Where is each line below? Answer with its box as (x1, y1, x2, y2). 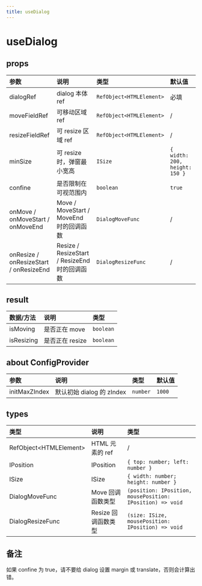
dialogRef (9, 93, 37, 101)
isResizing (9, 336, 38, 344)
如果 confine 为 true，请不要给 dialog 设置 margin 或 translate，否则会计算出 (6, 566, 195, 573)
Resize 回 (91, 508, 118, 517)
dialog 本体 (57, 89, 88, 97)
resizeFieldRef (9, 130, 50, 139)
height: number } (127, 479, 177, 486)
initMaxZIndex (9, 388, 49, 396)
